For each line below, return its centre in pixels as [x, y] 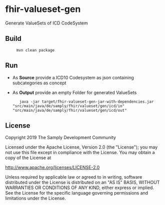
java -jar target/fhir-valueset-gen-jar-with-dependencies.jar [86, 102]
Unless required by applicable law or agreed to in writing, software [74, 177]
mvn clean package [35, 50]
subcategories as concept [39, 83]
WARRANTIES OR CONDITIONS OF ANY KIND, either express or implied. [79, 188]
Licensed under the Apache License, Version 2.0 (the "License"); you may [81, 147]
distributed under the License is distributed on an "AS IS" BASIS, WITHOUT [82, 183]
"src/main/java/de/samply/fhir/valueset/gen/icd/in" [68, 106]
